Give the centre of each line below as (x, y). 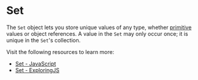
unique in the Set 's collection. (44, 40)
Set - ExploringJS (37, 70)
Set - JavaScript (36, 64)
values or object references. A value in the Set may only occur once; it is (97, 33)
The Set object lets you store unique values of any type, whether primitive (99, 27)
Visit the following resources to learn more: (60, 52)
